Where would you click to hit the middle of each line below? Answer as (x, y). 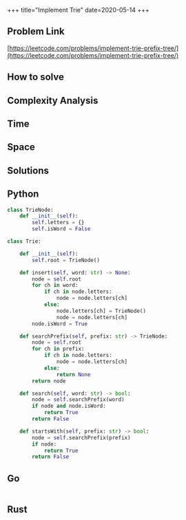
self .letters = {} (58, 223)
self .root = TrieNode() (66, 260)
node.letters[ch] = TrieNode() (101, 311)
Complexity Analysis (53, 100)
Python (23, 194)
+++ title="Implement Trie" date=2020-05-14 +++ (78, 10)
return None (73, 374)
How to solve (35, 77)
